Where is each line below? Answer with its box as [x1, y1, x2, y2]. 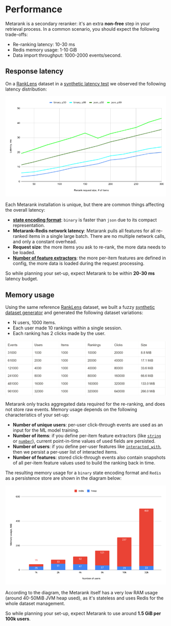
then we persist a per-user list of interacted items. [12, 449, 118, 455]
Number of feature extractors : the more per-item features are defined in [12, 255, 166, 261]
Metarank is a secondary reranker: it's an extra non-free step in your [5, 20, 150, 27]
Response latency [5, 67, 64, 76]
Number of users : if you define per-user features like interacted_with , [12, 443, 162, 450]
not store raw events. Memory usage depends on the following [5, 407, 137, 413]
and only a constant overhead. [12, 239, 77, 245]
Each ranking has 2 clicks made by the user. [12, 330, 106, 337]
